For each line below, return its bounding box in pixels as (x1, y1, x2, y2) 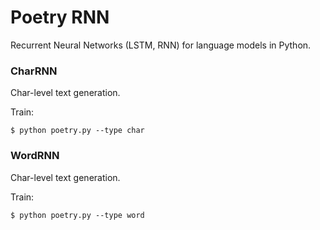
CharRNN (10, 64, 58, 78)
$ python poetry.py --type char (10, 126, 145, 136)
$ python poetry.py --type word (10, 210, 145, 220)
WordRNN (10, 149, 60, 163)
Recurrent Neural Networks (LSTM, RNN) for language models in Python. (10, 39, 312, 51)
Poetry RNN (10, 6, 110, 29)
